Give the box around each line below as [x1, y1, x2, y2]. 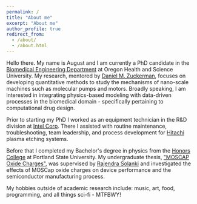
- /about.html [12, 43, 47, 49]
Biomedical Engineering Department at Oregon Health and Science [6, 65, 173, 73]
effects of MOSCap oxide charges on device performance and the [6, 166, 172, 173]
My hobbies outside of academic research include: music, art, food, [6, 184, 175, 191]
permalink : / [6, 8, 39, 15]
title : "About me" [6, 15, 53, 21]
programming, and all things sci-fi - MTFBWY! [6, 191, 121, 198]
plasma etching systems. [6, 135, 68, 142]
